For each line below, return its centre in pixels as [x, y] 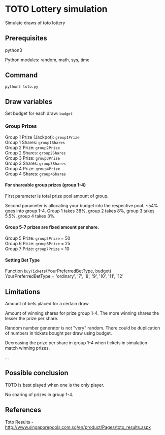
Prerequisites [26, 38]
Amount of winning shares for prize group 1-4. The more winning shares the [82, 313]
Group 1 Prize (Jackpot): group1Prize [42, 137]
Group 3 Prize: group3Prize [33, 158]
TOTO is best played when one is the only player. [55, 385]
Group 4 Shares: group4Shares [36, 174]
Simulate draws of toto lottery [35, 23]
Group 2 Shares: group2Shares [35, 153]
